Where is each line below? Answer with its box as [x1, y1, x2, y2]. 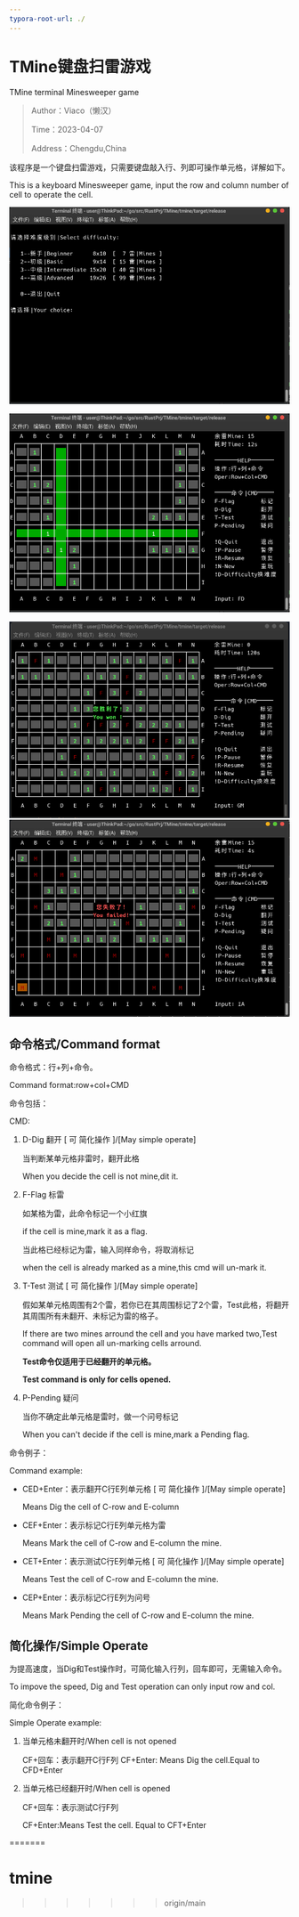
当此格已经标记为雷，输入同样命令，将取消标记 [21, 1245, 194, 1255]
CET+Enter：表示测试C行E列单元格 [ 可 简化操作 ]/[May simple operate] [21, 1556, 285, 1567]
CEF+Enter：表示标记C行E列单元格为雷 [21, 1520, 166, 1531]
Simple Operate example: [9, 1718, 102, 1728]
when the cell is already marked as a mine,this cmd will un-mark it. [21, 1263, 267, 1273]
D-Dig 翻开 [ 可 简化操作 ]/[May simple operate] [21, 1134, 197, 1145]
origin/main [164, 1897, 206, 1909]
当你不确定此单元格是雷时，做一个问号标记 [21, 1411, 179, 1422]
